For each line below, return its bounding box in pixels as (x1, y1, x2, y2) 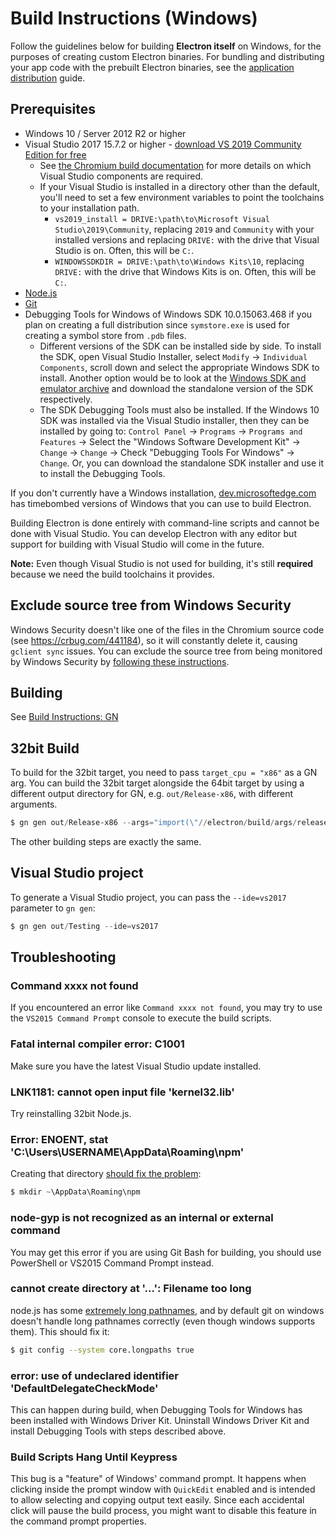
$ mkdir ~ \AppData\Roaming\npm (10, 1187, 141, 1197)
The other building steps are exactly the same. (10, 836, 202, 848)
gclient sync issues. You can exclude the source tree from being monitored (10, 645, 323, 657)
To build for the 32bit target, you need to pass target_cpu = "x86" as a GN (10, 767, 318, 779)
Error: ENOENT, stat (10, 1132, 109, 1146)
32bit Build (10, 740, 80, 757)
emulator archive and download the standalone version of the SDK (39, 382, 314, 394)
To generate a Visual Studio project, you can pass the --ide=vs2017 (10, 891, 287, 903)
